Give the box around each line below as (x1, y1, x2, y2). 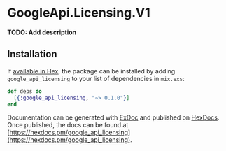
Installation (7, 48, 57, 60)
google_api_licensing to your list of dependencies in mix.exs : (7, 74, 185, 82)
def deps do (7, 87, 42, 95)
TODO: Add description (7, 28, 77, 36)
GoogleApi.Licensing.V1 (7, 5, 150, 21)
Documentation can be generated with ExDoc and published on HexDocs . (7, 113, 220, 122)
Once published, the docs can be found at (7, 121, 129, 129)
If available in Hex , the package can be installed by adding (7, 66, 176, 75)
